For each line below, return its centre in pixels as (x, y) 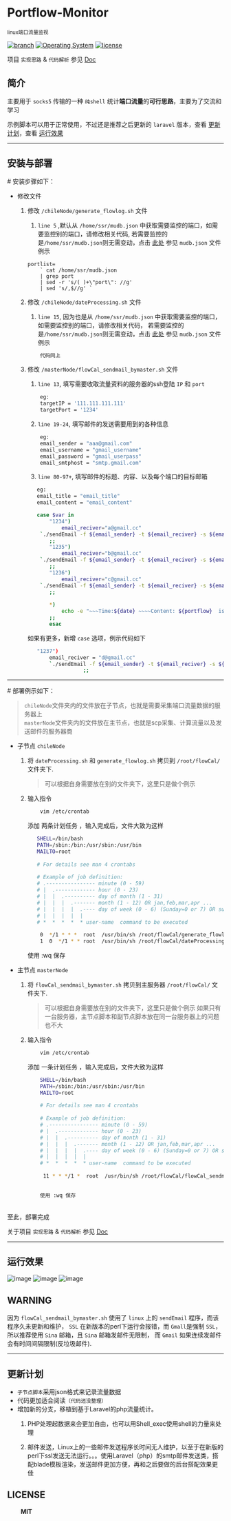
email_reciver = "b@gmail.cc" (102, 554)
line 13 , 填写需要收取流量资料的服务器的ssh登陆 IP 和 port (121, 384)
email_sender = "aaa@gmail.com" (86, 443)
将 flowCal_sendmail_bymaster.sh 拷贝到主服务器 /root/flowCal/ (119, 985)
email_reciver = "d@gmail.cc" (92, 657)
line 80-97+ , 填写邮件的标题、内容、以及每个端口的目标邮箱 (123, 476)
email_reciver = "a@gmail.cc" (102, 528)
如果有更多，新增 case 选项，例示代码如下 (87, 638)
